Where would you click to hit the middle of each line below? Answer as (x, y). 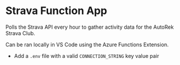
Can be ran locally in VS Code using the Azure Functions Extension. (87, 45)
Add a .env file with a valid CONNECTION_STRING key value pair (86, 56)
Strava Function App (56, 11)
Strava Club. (21, 33)
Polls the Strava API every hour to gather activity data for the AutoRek (90, 27)
